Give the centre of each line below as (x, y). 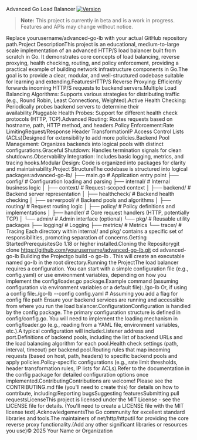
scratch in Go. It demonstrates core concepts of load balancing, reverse (93, 57)
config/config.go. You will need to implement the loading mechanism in (92, 319)
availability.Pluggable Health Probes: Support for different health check (92, 113)
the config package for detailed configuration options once (77, 375)
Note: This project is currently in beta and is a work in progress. (97, 20)
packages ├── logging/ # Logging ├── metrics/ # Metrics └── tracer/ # (94, 225)
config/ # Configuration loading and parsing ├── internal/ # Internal (88, 181)
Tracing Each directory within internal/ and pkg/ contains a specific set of (95, 231)
